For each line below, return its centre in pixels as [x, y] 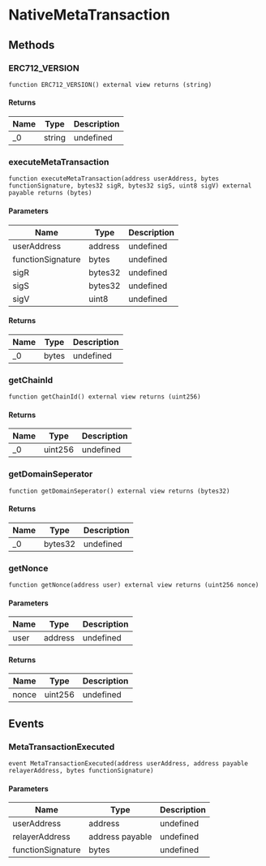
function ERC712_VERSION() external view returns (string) [110, 84]
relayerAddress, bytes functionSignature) [81, 771]
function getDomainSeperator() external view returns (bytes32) [119, 491]
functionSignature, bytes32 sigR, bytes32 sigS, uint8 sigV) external [130, 186]
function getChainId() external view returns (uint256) [105, 397]
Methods [32, 45]
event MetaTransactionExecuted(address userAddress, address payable [129, 764]
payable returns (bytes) [50, 193]
